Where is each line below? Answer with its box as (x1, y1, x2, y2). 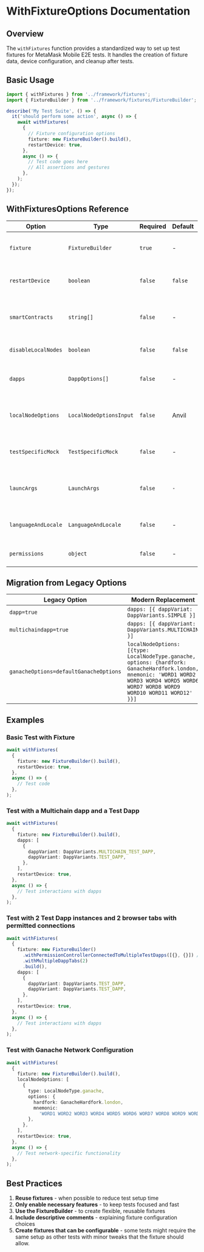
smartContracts (9, 313, 53, 321)
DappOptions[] (68, 375, 109, 382)
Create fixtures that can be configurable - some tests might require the (15, 1227, 196, 1234)
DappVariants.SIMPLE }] (127, 612, 196, 619)
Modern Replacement (131, 596, 195, 604)
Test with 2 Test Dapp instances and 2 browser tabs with (6, 914, 177, 922)
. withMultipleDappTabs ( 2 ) (22, 958, 88, 964)
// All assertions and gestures (28, 164, 110, 171)
